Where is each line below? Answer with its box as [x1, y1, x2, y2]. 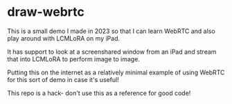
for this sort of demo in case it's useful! [7, 75, 119, 83]
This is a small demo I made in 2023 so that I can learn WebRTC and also [7, 27, 216, 35]
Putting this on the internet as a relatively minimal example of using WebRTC [7, 68, 225, 76]
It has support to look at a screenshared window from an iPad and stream [7, 48, 217, 56]
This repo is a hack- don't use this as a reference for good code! [7, 89, 191, 97]
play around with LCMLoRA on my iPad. [7, 34, 120, 42]
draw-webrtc [7, 4, 84, 20]
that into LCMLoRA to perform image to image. [7, 54, 141, 63]
